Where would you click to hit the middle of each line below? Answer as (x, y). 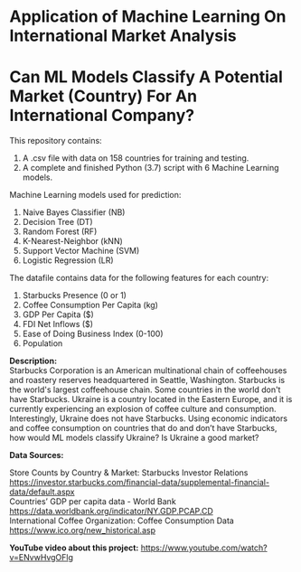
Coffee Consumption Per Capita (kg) (90, 305)
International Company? (102, 116)
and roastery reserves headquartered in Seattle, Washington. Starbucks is (147, 380)
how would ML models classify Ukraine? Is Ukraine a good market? (134, 438)
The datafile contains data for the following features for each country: (139, 278)
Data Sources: (37, 455)
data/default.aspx (42, 492)
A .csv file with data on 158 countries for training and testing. (136, 158)
